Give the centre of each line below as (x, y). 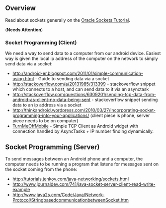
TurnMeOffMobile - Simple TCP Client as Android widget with (75, 126)
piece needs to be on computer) (45, 121)
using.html (23, 79)
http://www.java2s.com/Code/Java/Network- (58, 195)
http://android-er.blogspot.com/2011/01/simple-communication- (78, 73)
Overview (21, 8)
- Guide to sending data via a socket (72, 79)
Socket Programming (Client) (41, 43)
